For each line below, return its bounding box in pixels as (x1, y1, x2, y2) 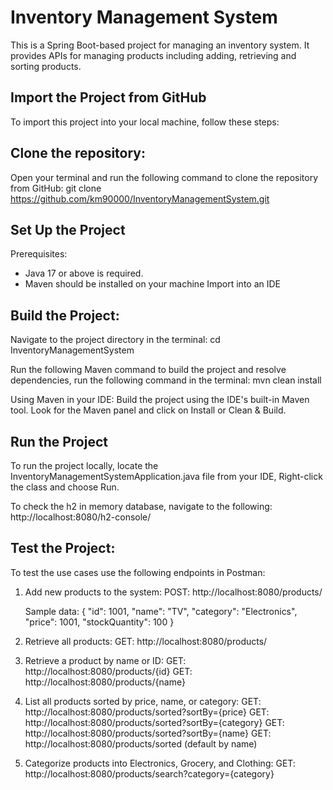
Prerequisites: (10, 248, 68, 260)
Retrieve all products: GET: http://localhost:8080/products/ (24, 635, 268, 647)
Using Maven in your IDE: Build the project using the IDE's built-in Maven (10, 394, 310, 406)
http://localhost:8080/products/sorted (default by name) (24, 737, 258, 750)
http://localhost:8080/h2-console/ (10, 511, 152, 523)
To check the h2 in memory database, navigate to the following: (10, 501, 273, 512)
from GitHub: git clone (10, 182, 102, 194)
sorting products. (10, 60, 82, 72)
